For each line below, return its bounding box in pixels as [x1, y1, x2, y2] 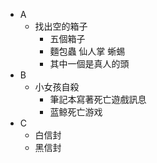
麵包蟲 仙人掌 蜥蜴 [49, 45, 126, 57]
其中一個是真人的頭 [49, 58, 130, 69]
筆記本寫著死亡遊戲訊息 [49, 94, 147, 105]
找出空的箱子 [34, 20, 88, 32]
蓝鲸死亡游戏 [49, 106, 103, 118]
